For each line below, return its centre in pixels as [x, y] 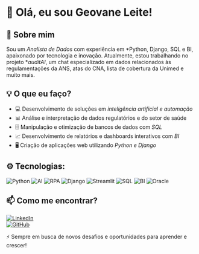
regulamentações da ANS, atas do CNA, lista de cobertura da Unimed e [95, 68]
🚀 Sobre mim [31, 35]
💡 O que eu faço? [39, 94]
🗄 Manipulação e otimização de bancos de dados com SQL [89, 127]
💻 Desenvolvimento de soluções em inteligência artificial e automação [104, 109]
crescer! [17, 246]
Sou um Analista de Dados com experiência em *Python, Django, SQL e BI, [100, 49]
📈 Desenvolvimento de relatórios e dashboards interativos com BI [97, 136]
